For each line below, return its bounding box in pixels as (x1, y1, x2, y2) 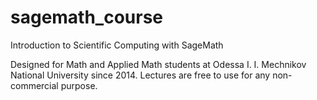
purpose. (60, 79, 98, 91)
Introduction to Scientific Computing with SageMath (10, 39, 224, 51)
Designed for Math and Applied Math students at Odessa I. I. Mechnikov (10, 58, 307, 70)
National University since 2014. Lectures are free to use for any (10, 69, 271, 81)
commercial (10, 79, 59, 91)
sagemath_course (10, 6, 164, 29)
